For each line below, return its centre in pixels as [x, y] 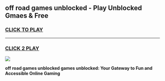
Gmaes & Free [27, 16]
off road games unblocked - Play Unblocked [74, 8]
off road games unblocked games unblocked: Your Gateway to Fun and [79, 68]
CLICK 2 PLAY [22, 48]
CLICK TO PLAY [24, 30]
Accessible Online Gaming [33, 73]
